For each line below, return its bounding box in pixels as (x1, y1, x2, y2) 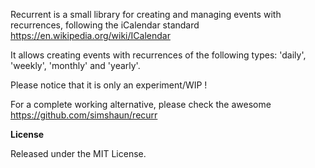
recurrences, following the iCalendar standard (10, 19, 200, 31)
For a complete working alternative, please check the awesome (10, 99, 272, 110)
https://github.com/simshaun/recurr (10, 109, 158, 121)
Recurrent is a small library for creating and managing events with (10, 9, 282, 20)
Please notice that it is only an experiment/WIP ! (10, 79, 208, 91)
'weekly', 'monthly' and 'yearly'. (10, 60, 141, 71)
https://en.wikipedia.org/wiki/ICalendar (10, 30, 171, 41)
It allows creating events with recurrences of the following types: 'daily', (10, 49, 307, 61)
